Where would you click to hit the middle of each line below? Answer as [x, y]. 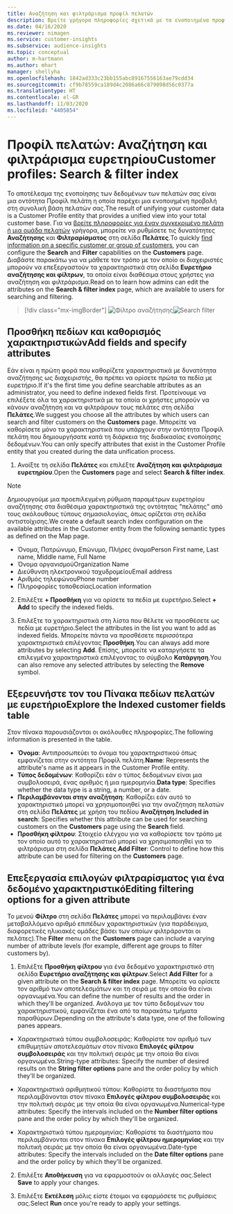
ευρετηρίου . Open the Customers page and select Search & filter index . [121, 472]
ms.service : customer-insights [52, 40]
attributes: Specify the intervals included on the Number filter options [118, 1111]
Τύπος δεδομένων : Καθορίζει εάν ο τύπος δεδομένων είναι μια [110, 775]
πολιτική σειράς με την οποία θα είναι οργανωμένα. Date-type [107, 1147]
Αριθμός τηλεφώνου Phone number [68, 579]
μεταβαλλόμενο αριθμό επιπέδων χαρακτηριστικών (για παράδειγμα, [108, 924]
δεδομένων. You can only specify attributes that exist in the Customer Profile [116, 444]
